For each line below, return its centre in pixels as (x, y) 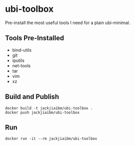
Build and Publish (32, 97)
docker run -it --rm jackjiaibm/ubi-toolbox (51, 139)
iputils (18, 60)
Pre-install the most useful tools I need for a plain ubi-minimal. (68, 23)
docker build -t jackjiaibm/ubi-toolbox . (49, 108)
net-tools (21, 65)
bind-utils (22, 50)
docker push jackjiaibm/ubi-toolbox (42, 112)
